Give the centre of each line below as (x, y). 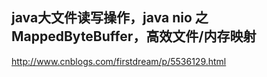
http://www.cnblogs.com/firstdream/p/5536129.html (119, 61)
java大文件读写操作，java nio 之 (110, 18)
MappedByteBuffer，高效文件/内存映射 (134, 36)
